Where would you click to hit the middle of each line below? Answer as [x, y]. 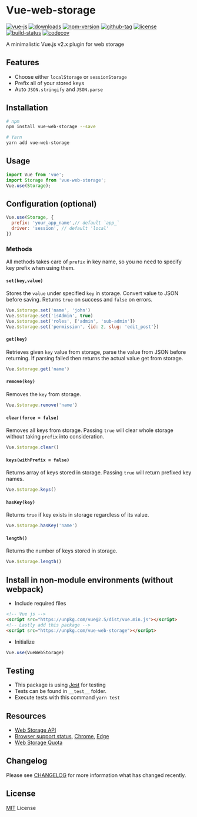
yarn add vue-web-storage [38, 143]
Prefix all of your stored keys [49, 83]
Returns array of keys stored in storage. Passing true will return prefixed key [99, 473]
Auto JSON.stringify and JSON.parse [59, 89]
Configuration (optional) [51, 204]
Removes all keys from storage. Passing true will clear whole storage [90, 430]
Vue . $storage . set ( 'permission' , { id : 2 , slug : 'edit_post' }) [83, 327]
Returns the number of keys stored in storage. [62, 551]
